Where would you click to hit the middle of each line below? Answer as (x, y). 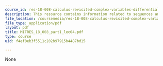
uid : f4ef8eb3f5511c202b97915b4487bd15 (45, 41)
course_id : (16, 9)
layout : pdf (17, 28)
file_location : (20, 18)
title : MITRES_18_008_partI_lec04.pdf (44, 32)
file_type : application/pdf (33, 23)
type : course (18, 37)
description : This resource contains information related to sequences (79, 14)
